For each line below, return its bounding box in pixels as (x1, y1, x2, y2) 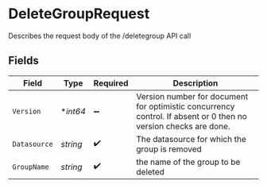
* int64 (60, 106, 86, 117)
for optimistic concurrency (136, 101, 235, 112)
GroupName (12, 162, 49, 171)
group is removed (136, 144, 203, 155)
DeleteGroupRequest (8, 5, 150, 23)
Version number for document (136, 90, 249, 102)
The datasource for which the (136, 133, 246, 144)
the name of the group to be (136, 156, 241, 167)
